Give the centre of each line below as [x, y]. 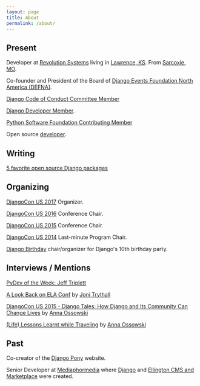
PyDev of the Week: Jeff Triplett [46, 283]
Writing [21, 153]
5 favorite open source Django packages [57, 168]
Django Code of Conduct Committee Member [63, 99]
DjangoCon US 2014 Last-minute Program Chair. [67, 237]
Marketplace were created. [40, 376]
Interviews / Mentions [48, 268]
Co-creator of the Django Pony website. [56, 358]
